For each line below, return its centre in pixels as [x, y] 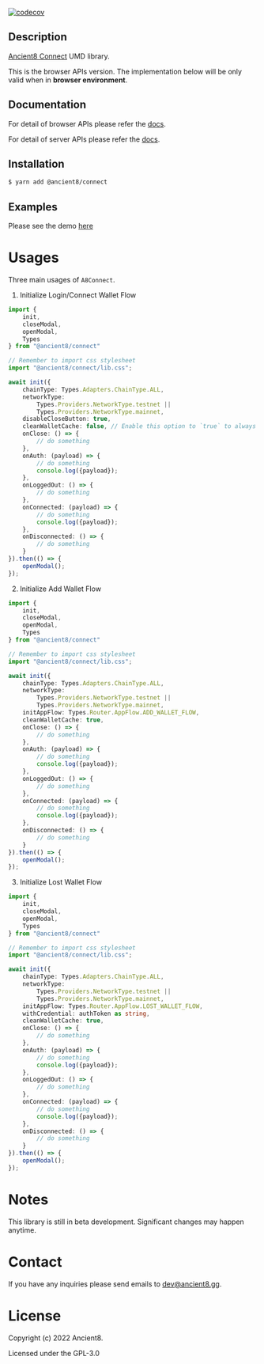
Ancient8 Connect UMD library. [59, 56]
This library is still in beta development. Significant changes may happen [126, 1222]
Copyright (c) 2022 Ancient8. [56, 1338]
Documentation [47, 105]
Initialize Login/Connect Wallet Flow [78, 295]
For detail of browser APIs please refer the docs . [87, 123]
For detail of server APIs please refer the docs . [84, 139]
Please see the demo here [51, 226]
